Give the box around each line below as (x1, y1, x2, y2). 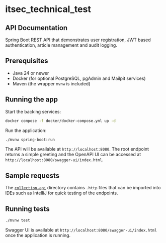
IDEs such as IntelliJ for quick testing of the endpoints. (5, 190, 118, 196)
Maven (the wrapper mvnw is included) (12, 80, 91, 86)
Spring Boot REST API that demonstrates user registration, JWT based (5, 37, 151, 43)
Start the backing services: (5, 108, 61, 114)
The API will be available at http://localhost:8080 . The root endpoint (5, 146, 149, 152)
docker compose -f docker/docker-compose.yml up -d (5, 118, 116, 124)
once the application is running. (5, 232, 71, 238)
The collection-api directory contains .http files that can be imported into (5, 185, 161, 191)
